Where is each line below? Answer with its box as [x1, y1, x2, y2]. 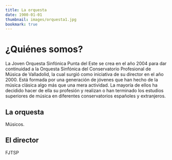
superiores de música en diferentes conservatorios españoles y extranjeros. [5, 93, 166, 99]
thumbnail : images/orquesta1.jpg [5, 17, 77, 22]
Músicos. [5, 121, 25, 127]
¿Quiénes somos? [5, 44, 83, 55]
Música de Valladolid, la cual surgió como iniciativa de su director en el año [5, 71, 164, 77]
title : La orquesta [5, 7, 47, 13]
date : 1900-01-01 [5, 12, 42, 17]
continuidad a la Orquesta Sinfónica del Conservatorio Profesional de [5, 66, 151, 72]
